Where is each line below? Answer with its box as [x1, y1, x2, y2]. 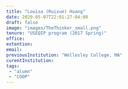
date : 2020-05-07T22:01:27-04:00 [6, 14, 88, 20]
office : [6, 36, 25, 42]
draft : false [6, 19, 38, 25]
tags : [6, 63, 19, 69]
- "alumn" [8, 69, 33, 74]
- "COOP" [8, 74, 31, 80]
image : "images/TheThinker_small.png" [6, 25, 101, 31]
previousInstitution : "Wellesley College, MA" [6, 52, 123, 58]
